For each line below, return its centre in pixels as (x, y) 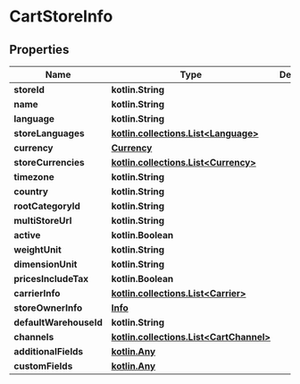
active (27, 235)
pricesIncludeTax (51, 279)
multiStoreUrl (43, 221)
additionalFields (49, 351)
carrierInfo (37, 293)
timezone (34, 177)
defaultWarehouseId (58, 322)
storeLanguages (49, 133)
